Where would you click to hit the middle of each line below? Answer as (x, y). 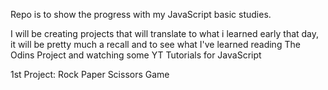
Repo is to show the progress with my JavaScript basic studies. (141, 14)
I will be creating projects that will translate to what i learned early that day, (165, 33)
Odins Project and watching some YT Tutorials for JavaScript (136, 55)
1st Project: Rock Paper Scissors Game (90, 74)
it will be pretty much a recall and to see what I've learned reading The (155, 44)
